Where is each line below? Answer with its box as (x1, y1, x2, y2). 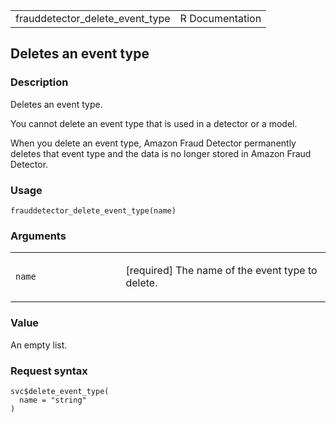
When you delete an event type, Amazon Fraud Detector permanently (10, 137, 297, 149)
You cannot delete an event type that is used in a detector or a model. (10, 117, 298, 129)
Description (10, 75, 69, 89)
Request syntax (10, 364, 88, 378)
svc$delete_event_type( (10, 386, 110, 396)
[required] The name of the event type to (125, 264, 318, 278)
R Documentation (179, 12, 262, 25)
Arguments (10, 229, 67, 243)
